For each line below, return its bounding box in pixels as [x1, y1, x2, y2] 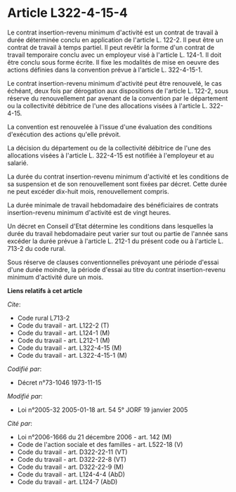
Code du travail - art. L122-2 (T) [17, 321, 110, 330]
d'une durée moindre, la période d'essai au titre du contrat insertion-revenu [7, 265, 226, 273]
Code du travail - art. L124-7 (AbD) [17, 477, 118, 486]
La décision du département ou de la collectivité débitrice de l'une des [7, 143, 211, 152]
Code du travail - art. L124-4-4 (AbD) [17, 470, 125, 479]
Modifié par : [7, 391, 44, 400]
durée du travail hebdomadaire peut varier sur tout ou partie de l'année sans [7, 229, 228, 238]
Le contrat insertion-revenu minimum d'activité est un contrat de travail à [7, 28, 219, 37]
